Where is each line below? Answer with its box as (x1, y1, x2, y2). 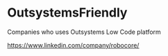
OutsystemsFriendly (7, 5, 128, 21)
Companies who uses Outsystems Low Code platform (7, 28, 161, 36)
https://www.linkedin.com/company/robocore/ (7, 41, 140, 49)
